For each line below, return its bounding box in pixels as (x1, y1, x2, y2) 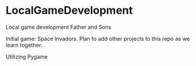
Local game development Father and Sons (5, 23, 112, 31)
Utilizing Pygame (5, 53, 48, 60)
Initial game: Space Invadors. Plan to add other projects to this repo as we (5, 35, 191, 42)
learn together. (5, 41, 43, 49)
